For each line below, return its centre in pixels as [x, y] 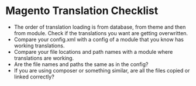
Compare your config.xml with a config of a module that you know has [99, 39]
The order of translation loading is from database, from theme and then [100, 27]
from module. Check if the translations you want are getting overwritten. [101, 33]
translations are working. [44, 58]
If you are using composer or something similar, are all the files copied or [102, 70]
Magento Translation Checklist [82, 11]
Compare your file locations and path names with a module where [93, 51]
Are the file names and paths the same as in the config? [81, 64]
